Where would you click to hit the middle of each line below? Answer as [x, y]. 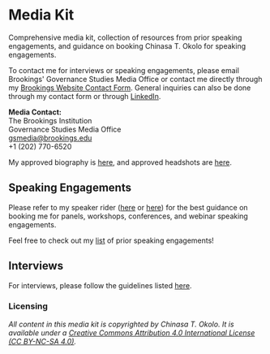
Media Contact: [35, 112]
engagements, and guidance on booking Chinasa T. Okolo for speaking [127, 45]
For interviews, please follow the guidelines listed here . [100, 285]
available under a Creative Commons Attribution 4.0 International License [132, 332]
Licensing [28, 306]
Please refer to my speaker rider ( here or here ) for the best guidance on [129, 207]
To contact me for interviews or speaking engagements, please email [124, 70]
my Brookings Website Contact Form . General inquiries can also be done [130, 88]
